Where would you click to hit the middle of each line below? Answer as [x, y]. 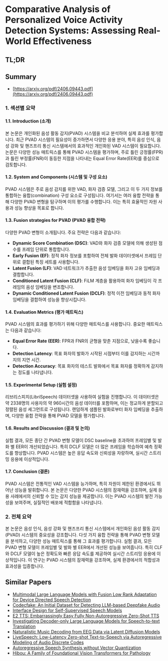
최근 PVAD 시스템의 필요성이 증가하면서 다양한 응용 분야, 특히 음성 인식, [86, 140]
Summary [21, 77]
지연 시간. [31, 360]
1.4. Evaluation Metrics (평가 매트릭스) [44, 312]
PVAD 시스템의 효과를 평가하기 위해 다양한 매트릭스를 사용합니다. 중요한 [75, 324]
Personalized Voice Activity [64, 20]
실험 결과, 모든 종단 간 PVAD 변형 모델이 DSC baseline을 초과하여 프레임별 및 [81, 440]
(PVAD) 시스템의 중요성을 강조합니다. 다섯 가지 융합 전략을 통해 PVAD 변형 [78, 535]
